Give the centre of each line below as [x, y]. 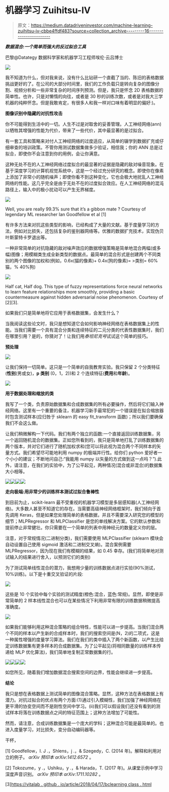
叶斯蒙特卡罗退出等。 [27, 237]
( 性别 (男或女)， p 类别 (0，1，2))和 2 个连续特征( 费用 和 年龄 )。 [69, 373]
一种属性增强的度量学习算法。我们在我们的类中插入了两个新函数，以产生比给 [84, 639]
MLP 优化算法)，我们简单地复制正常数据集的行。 [65, 652]
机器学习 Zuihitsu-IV [48, 10]
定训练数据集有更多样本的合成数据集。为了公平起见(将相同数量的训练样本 [81, 645]
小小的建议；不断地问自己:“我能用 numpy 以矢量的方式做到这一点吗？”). [83, 459]
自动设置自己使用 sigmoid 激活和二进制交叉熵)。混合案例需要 [68, 544]
